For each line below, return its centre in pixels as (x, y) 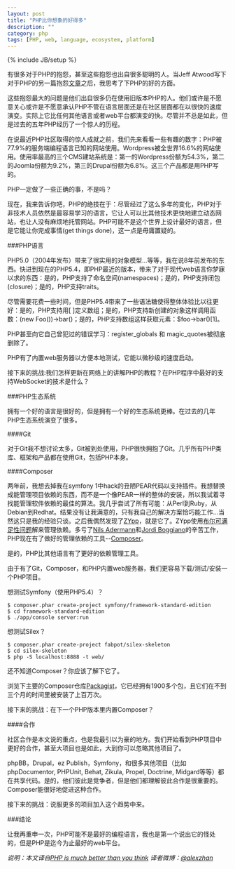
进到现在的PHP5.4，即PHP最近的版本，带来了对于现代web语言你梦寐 (125, 269)
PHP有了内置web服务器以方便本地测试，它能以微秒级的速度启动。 (102, 358)
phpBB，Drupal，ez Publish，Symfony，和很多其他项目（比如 (97, 763)
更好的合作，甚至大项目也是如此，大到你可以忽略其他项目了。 (96, 748)
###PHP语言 (26, 246)
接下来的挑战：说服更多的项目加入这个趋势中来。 (78, 804)
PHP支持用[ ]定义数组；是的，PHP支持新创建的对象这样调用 (123, 310)
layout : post (26, 14)
